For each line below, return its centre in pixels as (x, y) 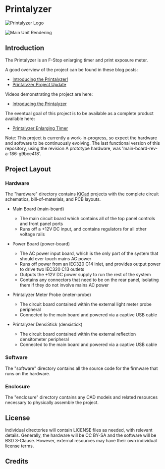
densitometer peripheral (44, 339)
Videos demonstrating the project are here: (49, 94)
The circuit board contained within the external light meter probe (86, 304)
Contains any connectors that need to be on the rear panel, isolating (89, 280)
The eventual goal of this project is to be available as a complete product (79, 113)
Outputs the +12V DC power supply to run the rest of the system (85, 275)
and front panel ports (41, 224)
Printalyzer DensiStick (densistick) (47, 324)
